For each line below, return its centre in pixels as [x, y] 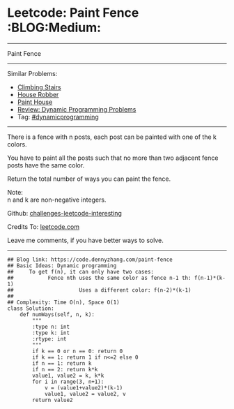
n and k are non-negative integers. [57, 200]
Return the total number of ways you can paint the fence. [89, 179]
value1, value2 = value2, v [85, 394]
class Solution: [31, 308]
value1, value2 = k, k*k [68, 375]
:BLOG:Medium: [54, 28]
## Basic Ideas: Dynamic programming [62, 266]
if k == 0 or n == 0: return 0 [78, 351]
